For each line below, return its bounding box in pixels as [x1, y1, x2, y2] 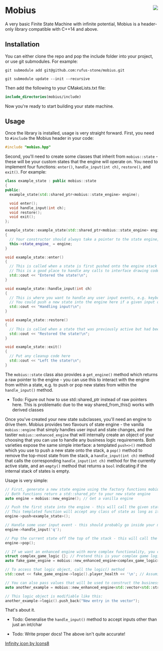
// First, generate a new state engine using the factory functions [5, 487, 147, 492]
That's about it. [5, 607, 35, 613]
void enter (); [9, 201, 38, 206]
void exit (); [9, 214, 36, 219]
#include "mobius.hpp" [5, 145, 51, 150]
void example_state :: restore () [5, 318, 68, 323]
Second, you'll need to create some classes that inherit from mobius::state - [5, 153, 158, 159]
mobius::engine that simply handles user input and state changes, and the [5, 426, 153, 432]
